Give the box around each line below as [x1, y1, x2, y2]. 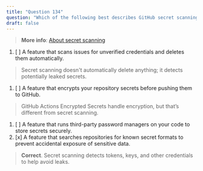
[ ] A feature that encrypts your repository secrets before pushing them [14, 85, 192, 92]
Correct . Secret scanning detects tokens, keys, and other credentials [21, 152, 193, 159]
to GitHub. [14, 91, 41, 98]
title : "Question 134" [6, 8, 63, 15]
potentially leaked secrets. [21, 73, 87, 80]
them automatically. [14, 55, 65, 62]
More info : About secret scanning [21, 37, 106, 44]
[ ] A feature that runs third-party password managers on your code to [14, 121, 190, 128]
